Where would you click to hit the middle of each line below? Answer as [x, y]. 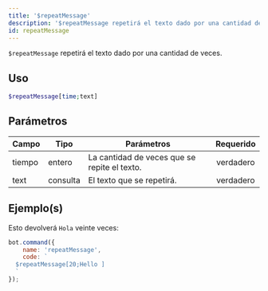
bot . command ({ [32, 242]
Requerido [235, 144]
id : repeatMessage [39, 30]
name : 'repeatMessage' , [62, 250]
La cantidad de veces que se [142, 157]
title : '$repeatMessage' [49, 16]
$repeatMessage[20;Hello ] [60, 265]
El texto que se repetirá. [132, 180]
